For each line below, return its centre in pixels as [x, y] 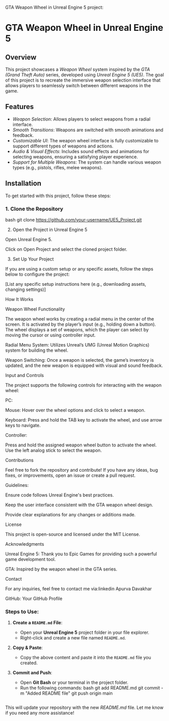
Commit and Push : [32, 673]
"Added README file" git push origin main [69, 693]
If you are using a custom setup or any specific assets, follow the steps [79, 269]
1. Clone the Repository [34, 209]
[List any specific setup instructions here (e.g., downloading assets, [76, 284]
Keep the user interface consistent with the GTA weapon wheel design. [79, 505]
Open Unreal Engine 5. [29, 239]
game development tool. [31, 559]
